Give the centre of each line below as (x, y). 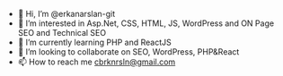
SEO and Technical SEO (62, 33)
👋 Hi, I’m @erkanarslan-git (66, 14)
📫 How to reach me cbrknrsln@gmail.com (97, 62)
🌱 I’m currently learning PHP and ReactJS (95, 42)
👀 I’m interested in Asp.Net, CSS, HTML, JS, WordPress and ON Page (146, 23)
